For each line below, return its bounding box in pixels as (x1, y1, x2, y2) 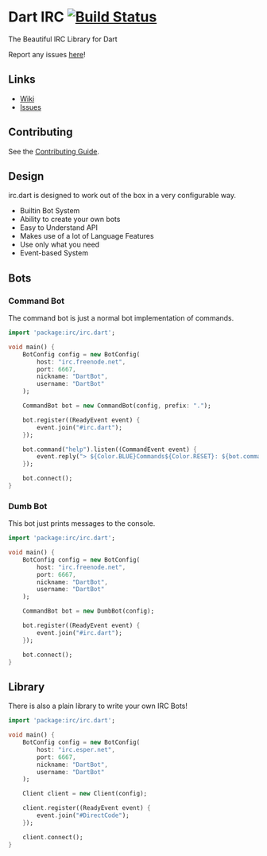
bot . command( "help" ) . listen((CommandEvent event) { (22, 446, 197, 453)
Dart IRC (8, 8, 65, 26)
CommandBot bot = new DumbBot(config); (22, 607, 155, 616)
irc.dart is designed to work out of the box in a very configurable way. (8, 191, 237, 200)
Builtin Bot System (19, 206, 80, 216)
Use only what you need (19, 239, 100, 250)
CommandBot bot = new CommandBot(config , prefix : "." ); (22, 402, 212, 410)
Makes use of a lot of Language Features (19, 232, 154, 241)
